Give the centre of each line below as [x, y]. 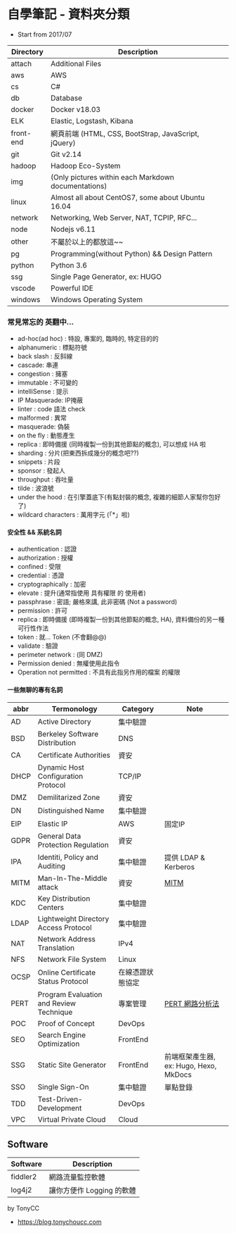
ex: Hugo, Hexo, [190, 1065]
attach [21, 63]
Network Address [67, 939]
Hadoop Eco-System [85, 165]
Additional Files [76, 63]
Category [138, 708]
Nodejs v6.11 [73, 229]
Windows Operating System [96, 299]
